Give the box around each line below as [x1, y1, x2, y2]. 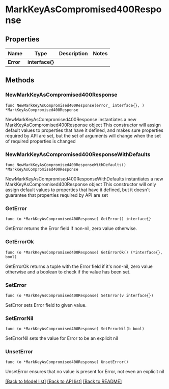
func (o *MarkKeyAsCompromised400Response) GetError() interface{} [5, 216, 152, 222]
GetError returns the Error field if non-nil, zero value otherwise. [5, 225, 137, 232]
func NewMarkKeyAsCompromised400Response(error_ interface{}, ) [5, 103, 145, 108]
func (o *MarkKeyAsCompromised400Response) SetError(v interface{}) [5, 293, 154, 298]
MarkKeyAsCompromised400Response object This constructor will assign [5, 122, 161, 128]
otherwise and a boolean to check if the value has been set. [5, 268, 131, 274]
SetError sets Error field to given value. [5, 302, 87, 308]
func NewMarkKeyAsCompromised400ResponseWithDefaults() [5, 162, 126, 167]
